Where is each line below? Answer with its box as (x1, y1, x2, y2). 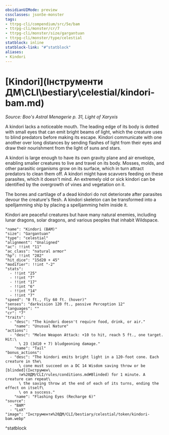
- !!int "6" (10, 284, 35, 289)
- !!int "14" (10, 288, 37, 294)
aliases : (5, 49, 24, 54)
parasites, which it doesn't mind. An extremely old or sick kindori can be (5, 176, 155, 182)
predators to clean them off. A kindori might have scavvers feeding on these (5, 171, 163, 177)
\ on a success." (18, 390, 55, 395)
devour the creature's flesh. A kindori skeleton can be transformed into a (5, 197, 156, 203)
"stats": (5, 266, 24, 272)
